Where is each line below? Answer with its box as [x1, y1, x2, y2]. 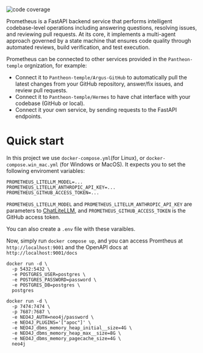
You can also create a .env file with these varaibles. [6, 225, 136, 232]
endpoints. [15, 113, 43, 120]
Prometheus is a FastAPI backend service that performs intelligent [6, 18, 173, 24]
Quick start [6, 134, 64, 148]
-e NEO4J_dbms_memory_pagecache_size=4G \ [12, 335, 121, 341]
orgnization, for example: [24, 62, 87, 69]
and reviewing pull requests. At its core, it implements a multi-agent [6, 31, 176, 38]
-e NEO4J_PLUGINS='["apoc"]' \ [12, 319, 91, 326]
